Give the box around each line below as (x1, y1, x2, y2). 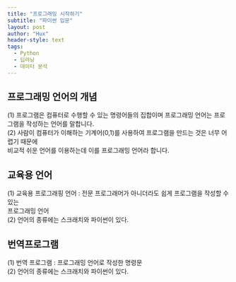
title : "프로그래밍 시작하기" (7, 10, 83, 18)
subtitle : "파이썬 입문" (7, 17, 73, 24)
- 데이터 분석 (13, 63, 48, 70)
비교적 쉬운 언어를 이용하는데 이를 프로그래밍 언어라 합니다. (7, 146, 170, 155)
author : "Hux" (7, 30, 49, 37)
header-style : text (7, 37, 65, 44)
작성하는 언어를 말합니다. (25, 119, 95, 128)
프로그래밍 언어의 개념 (7, 91, 98, 103)
